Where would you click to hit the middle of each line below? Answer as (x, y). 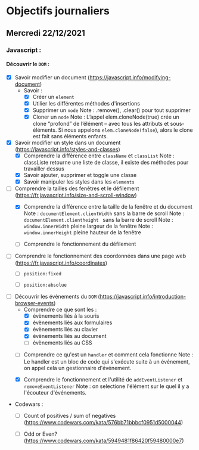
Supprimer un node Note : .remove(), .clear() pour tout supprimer (111, 110)
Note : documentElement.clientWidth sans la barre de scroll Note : (104, 213)
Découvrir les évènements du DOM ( (57, 297)
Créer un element (53, 97)
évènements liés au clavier (65, 330)
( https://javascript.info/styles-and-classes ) (67, 150)
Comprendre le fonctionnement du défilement (80, 244)
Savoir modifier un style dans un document (68, 143)
